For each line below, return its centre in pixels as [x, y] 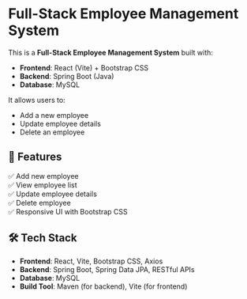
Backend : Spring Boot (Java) [67, 76]
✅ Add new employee [43, 176]
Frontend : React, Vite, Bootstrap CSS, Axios [91, 261]
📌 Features [35, 157]
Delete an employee [52, 132]
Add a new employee [54, 115]
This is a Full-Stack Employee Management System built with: [110, 52]
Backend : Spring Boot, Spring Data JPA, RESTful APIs [107, 269]
